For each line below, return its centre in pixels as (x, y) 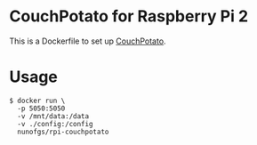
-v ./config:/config (55, 124)
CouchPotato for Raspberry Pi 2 (129, 16)
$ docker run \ (37, 101)
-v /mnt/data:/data (53, 116)
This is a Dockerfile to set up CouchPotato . (88, 41)
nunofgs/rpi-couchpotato (63, 132)
